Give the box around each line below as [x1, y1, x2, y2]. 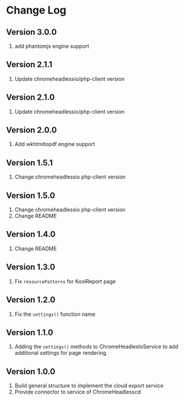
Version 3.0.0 [6, 27, 57, 37]
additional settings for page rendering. [14, 349, 108, 356]
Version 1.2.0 [6, 295, 56, 305]
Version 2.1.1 [6, 59, 53, 70]
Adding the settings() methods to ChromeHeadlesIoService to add [14, 343, 179, 351]
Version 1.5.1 [6, 157, 53, 168]
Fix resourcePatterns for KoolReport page [14, 277, 116, 285]
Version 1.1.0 [6, 328, 53, 338]
